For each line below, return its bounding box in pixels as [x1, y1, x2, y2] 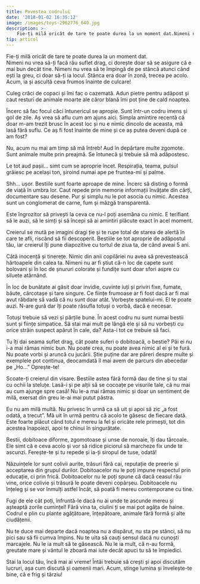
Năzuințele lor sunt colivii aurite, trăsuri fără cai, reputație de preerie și [6, 460, 179, 467]
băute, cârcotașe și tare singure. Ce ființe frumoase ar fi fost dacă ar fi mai [6, 290, 189, 297]
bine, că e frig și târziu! [6, 571, 62, 578]
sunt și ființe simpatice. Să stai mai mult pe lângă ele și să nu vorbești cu [6, 320, 184, 327]
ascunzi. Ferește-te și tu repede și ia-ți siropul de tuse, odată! [6, 449, 157, 456]
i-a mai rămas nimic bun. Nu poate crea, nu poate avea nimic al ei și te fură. [6, 344, 192, 352]
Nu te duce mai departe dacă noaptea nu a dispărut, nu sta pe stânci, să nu [6, 528, 191, 535]
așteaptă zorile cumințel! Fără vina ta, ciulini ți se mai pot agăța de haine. [6, 504, 185, 510]
